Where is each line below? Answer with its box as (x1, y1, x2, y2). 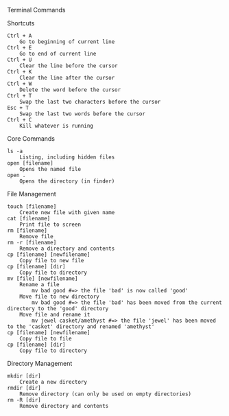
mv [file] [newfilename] (7, 275, 78, 282)
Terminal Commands (7, 6, 66, 14)
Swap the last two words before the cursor (19, 111, 146, 117)
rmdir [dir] (7, 384, 41, 391)
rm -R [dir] (7, 397, 41, 404)
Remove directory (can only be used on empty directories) (19, 391, 192, 397)
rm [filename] (7, 227, 48, 234)
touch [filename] (7, 203, 57, 210)
